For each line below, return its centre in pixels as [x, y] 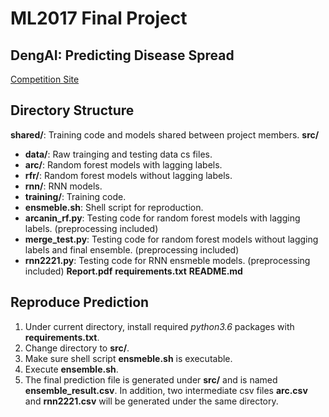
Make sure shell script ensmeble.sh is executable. [128, 358]
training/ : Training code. [75, 196]
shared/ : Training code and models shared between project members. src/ [165, 134]
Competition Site [45, 79]
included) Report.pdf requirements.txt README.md [133, 271]
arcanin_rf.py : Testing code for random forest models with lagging [162, 218]
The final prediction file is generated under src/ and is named [151, 379]
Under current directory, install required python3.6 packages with [159, 326]
